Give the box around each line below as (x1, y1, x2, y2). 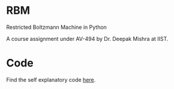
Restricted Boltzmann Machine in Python (6, 23, 107, 31)
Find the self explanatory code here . (6, 76, 96, 83)
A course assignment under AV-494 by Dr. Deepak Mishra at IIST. (6, 35, 169, 42)
